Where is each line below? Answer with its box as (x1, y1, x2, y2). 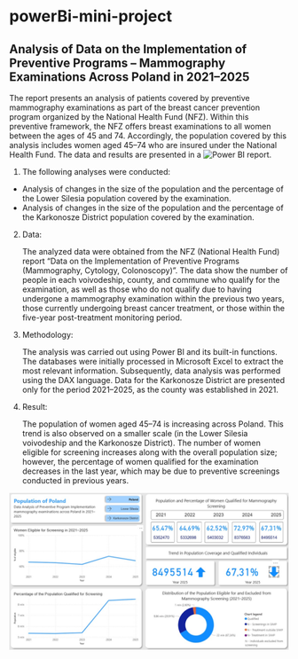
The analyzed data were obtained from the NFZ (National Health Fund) (21, 247, 280, 256)
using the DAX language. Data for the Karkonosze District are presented (21, 375, 286, 385)
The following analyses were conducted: (21, 167, 171, 177)
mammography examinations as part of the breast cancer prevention (9, 102, 261, 113)
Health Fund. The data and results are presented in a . (9, 149, 272, 160)
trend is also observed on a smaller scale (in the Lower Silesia (21, 428, 248, 438)
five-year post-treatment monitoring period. (21, 312, 183, 323)
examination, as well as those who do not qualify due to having (21, 284, 253, 294)
